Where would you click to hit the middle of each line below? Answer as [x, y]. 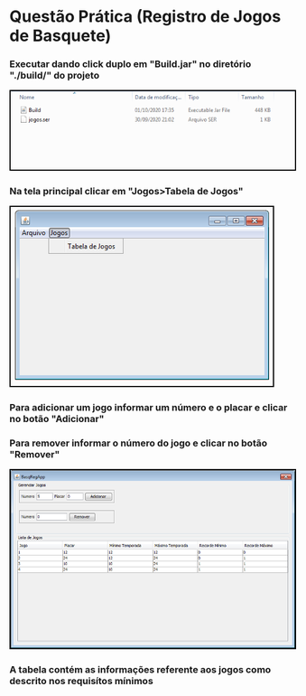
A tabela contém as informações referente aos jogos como [140, 670]
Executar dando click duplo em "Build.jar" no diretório [130, 64]
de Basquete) [60, 36]
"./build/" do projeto [55, 76]
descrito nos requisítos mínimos [81, 682]
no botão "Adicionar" [57, 419]
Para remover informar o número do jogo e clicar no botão [139, 443]
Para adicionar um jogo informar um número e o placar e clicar [148, 407]
